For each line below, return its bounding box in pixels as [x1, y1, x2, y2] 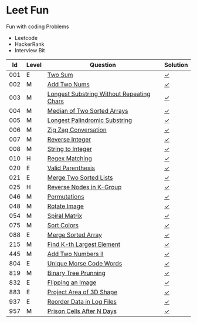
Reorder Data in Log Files [47, 297, 117, 305]
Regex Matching [47, 154, 93, 162]
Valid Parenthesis [47, 164, 96, 172]
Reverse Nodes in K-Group [47, 183, 122, 191]
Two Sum [47, 70, 73, 79]
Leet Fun [6, 4, 49, 17]
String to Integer [47, 144, 92, 153]
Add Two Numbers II [47, 250, 104, 258]
